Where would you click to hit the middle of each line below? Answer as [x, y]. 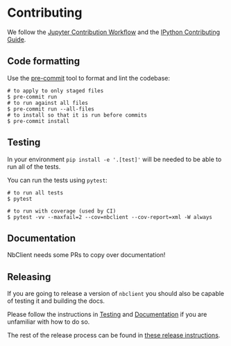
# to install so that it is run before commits [77, 115]
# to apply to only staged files [55, 91]
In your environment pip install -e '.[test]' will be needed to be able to [114, 159]
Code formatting [44, 61]
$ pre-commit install [38, 121]
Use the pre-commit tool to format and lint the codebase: [89, 78]
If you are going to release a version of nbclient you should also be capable [116, 294]
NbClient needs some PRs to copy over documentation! [86, 255]
